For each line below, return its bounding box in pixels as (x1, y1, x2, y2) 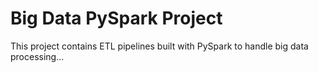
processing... (10, 50, 65, 62)
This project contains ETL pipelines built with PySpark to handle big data (10, 40, 309, 52)
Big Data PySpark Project (10, 7, 223, 30)
